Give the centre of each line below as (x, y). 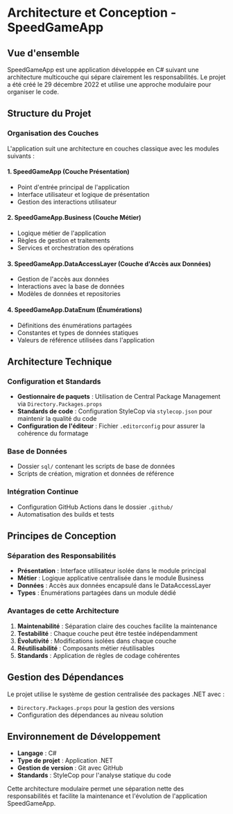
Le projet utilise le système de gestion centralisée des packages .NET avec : (116, 694)
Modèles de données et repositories (69, 294)
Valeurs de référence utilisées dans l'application (86, 340)
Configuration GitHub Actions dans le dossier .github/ (95, 507)
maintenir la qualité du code (57, 419)
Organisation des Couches (53, 133)
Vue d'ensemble (43, 53)
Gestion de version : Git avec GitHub (70, 768)
